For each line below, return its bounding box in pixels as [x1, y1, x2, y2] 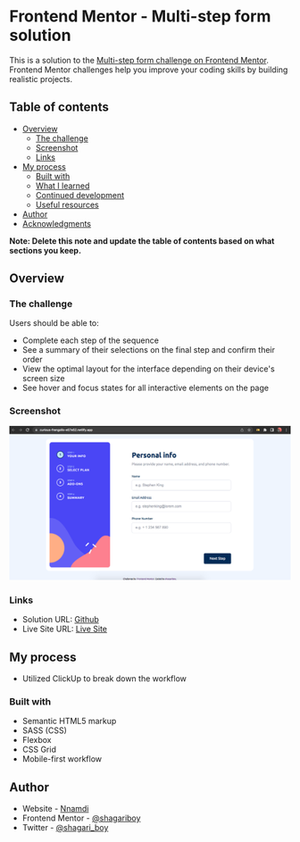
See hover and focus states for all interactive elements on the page [21, 382, 270, 394]
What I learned [35, 180, 90, 191]
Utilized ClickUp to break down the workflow [21, 672, 187, 684]
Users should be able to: [9, 318, 100, 329]
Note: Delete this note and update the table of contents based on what [9, 235, 275, 246]
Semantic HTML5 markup [21, 716, 117, 727]
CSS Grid [21, 744, 56, 755]
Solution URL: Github [21, 614, 100, 625]
